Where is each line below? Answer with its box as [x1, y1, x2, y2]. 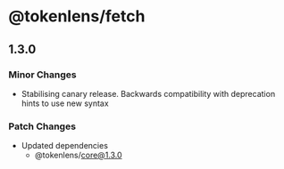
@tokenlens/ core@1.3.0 [34, 149, 122, 161]
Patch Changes [8, 120, 77, 133]
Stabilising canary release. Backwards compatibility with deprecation [21, 88, 276, 99]
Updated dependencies [21, 141, 109, 151]
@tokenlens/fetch [8, 6, 146, 27]
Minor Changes [8, 68, 77, 81]
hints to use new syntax [21, 98, 109, 109]
